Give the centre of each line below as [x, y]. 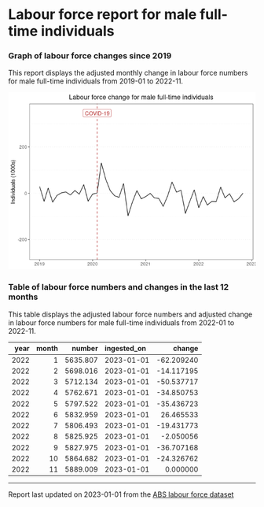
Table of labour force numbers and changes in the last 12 [119, 287]
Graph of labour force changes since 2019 [90, 56]
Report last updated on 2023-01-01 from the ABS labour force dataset [121, 494]
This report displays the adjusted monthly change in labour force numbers [128, 73]
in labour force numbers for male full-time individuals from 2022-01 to [121, 322]
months [23, 297]
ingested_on [126, 349]
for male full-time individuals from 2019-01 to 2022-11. [95, 81]
